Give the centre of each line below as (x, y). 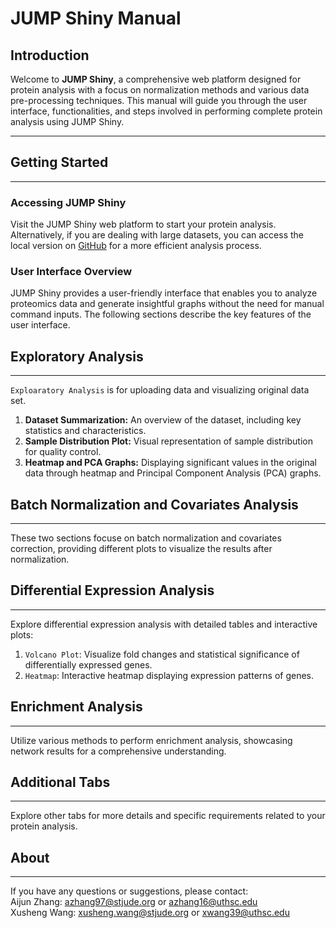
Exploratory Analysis (77, 356)
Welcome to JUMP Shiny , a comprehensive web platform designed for (156, 79)
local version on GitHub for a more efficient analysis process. (136, 246)
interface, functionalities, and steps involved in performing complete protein (166, 111)
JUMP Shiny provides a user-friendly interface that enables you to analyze (164, 293)
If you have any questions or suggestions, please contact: (129, 891)
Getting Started (59, 162)
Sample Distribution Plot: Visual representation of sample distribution (168, 441)
